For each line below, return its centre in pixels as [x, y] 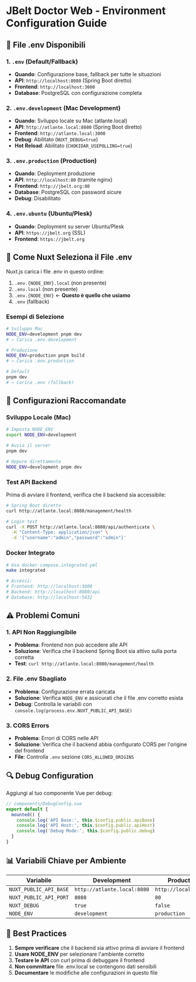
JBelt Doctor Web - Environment [86, 11]
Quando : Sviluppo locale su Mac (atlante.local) [71, 121]
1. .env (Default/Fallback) [42, 61]
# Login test [22, 521]
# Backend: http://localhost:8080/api [53, 592]
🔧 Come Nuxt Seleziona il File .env [69, 257]
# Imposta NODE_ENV [30, 430]
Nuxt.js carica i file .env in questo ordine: [55, 271]
